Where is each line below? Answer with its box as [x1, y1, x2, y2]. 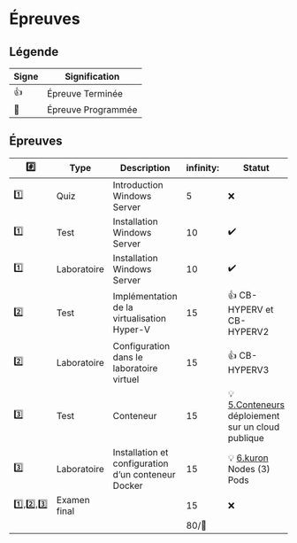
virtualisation [112, 313, 166, 325]
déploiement [227, 409, 280, 422]
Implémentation [112, 291, 179, 303]
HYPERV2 [227, 325, 270, 337]
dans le [112, 351, 143, 363]
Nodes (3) [227, 462, 271, 475]
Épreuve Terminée [47, 87, 124, 99]
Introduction [112, 178, 164, 190]
